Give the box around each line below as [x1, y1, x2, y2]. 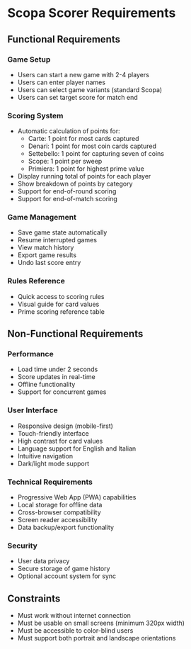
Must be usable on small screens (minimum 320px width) [17, 619, 185, 628]
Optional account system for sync [17, 572, 117, 580]
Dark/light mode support [17, 459, 90, 468]
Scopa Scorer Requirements [7, 5, 176, 21]
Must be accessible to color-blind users [17, 626, 134, 635]
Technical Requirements [7, 477, 93, 487]
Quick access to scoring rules [17, 292, 105, 300]
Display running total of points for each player [17, 172, 151, 181]
